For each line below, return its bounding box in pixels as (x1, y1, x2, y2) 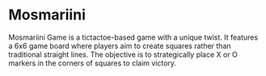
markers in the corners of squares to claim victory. (8, 58, 176, 68)
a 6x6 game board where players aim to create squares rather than (8, 40, 232, 50)
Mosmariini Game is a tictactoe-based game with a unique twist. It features (8, 32, 259, 42)
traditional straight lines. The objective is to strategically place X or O (8, 49, 239, 59)
